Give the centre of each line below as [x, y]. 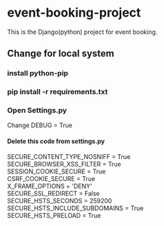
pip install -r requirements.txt [58, 92]
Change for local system [61, 54]
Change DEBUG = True [40, 125]
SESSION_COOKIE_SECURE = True [57, 171]
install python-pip [38, 73]
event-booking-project [74, 13]
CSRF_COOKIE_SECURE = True [51, 178]
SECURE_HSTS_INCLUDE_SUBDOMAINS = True [75, 208]
